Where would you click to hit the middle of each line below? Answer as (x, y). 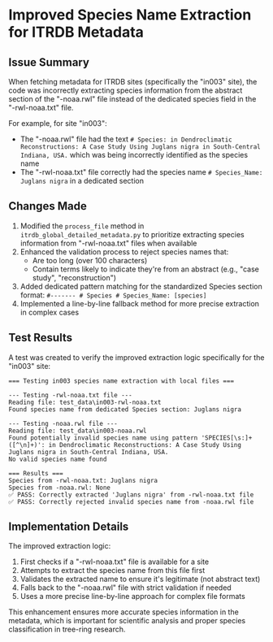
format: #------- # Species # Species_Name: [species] (113, 295)
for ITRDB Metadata (76, 32)
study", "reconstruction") (74, 277)
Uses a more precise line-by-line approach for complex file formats (132, 596)
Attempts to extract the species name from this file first (113, 570)
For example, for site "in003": (58, 123)
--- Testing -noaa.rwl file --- (63, 423)
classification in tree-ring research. (67, 629)
